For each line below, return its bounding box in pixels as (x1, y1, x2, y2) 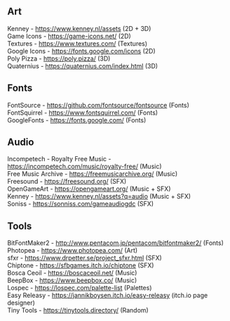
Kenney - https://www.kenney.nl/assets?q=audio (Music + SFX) (7, 192, 191, 201)
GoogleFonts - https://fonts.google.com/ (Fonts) (7, 115, 147, 124)
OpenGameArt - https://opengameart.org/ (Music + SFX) (7, 184, 171, 193)
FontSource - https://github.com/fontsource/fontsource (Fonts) (7, 101, 189, 109)
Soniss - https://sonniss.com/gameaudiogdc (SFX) (7, 200, 154, 208)
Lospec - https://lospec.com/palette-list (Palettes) (7, 284, 152, 292)
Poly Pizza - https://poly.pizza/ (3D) (7, 54, 111, 63)
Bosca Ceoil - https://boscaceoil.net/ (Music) (7, 269, 137, 277)
